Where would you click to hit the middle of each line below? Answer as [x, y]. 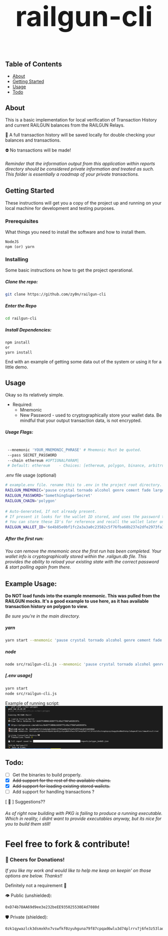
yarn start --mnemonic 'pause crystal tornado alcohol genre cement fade [84, 640]
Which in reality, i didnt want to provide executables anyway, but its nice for [83, 818]
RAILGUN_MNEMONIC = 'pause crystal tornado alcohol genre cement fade [78, 490]
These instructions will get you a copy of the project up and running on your [83, 203]
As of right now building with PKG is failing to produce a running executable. [84, 813]
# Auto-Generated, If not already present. [51, 511]
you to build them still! [28, 823]
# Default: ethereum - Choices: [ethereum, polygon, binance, [77, 466]
